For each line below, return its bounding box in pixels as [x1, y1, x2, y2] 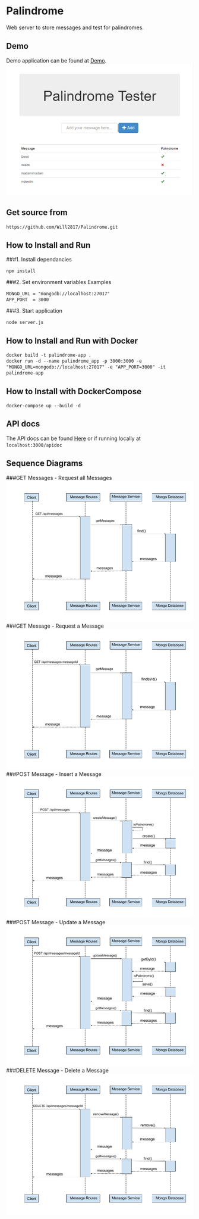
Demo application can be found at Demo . [6, 57, 107, 64]
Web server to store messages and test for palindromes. [6, 24, 144, 31]
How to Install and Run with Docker [6, 335, 138, 346]
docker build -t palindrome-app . [6, 353, 92, 358]
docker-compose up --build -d [6, 403, 81, 409]
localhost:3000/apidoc [6, 442, 62, 448]
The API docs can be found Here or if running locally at [6, 435, 141, 442]
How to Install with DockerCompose [6, 386, 141, 397]
